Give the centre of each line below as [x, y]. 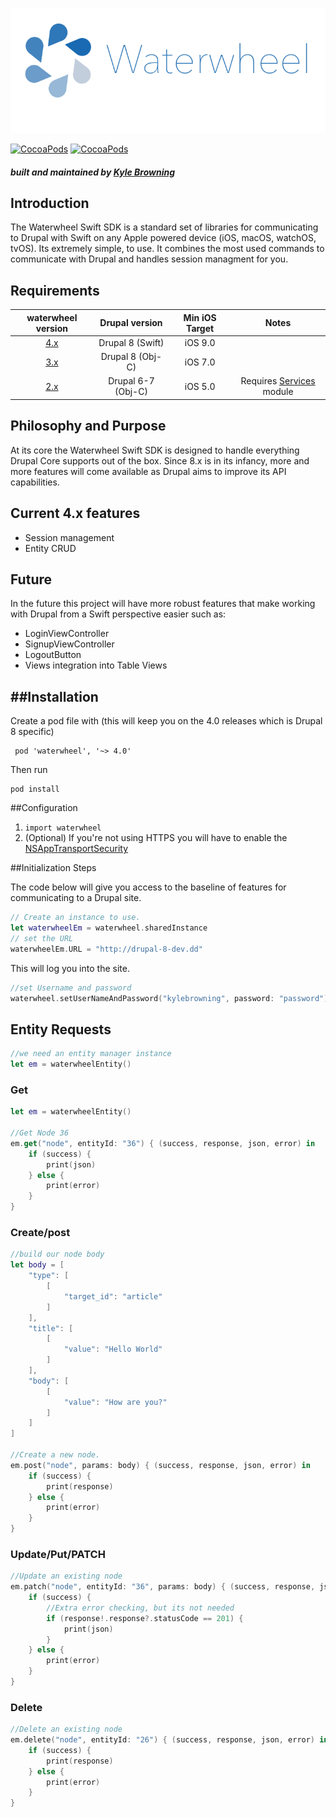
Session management [69, 537]
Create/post [40, 1233]
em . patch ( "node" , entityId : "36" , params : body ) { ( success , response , [163, 1587]
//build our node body [57, 1254]
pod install [35, 789]
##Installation [54, 696]
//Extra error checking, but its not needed [140, 1608]
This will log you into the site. [70, 968]
